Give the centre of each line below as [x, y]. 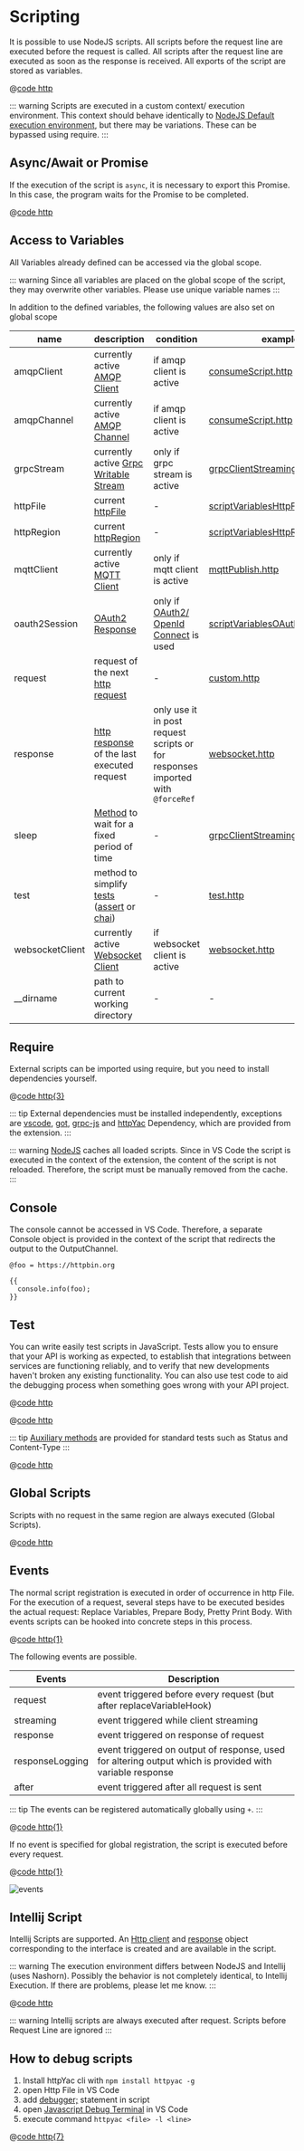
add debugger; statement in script [86, 2100]
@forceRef [175, 799]
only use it [175, 710]
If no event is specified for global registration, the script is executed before [148, 1844]
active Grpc [119, 463]
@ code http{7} [37, 2137]
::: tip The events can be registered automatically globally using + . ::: [136, 1809]
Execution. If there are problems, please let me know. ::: [113, 1985]
